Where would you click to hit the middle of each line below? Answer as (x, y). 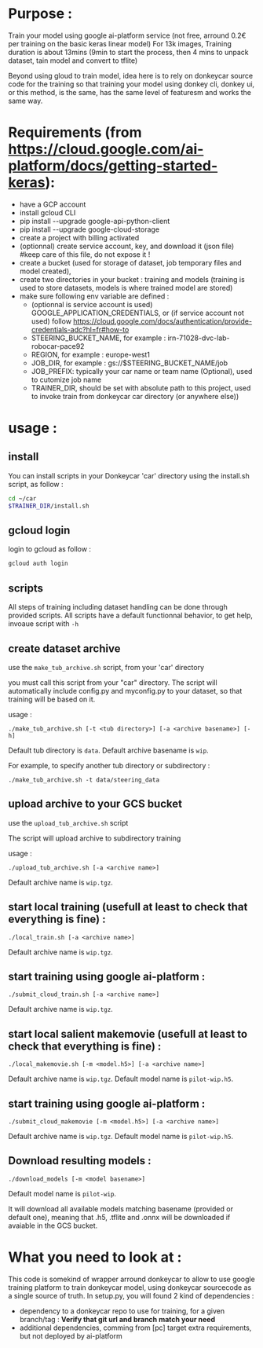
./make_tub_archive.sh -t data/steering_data (84, 780)
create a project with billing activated (79, 237)
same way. (26, 101)
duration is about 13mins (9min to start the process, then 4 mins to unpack (128, 52)
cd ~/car (22, 498)
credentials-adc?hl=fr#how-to (80, 329)
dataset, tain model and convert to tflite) (73, 60)
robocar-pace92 (58, 346)
